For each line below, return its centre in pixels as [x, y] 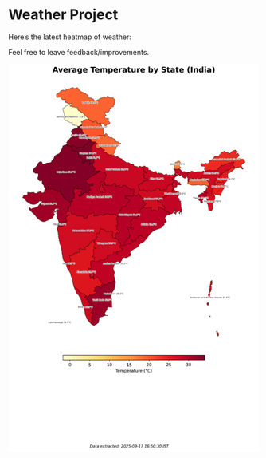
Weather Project [63, 15]
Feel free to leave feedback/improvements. [79, 52]
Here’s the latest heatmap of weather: [70, 37]
